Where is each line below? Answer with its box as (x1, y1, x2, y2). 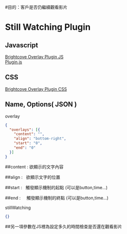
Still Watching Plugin (5, 21, 91, 33)
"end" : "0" (14, 145, 36, 150)
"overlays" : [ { (9, 127, 40, 132)
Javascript (5, 41, 38, 49)
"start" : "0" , (14, 141, 42, 146)
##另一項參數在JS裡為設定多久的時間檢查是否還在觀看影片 (5, 223, 123, 229)
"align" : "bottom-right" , (14, 136, 67, 141)
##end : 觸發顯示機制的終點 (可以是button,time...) (5, 195, 109, 201)
